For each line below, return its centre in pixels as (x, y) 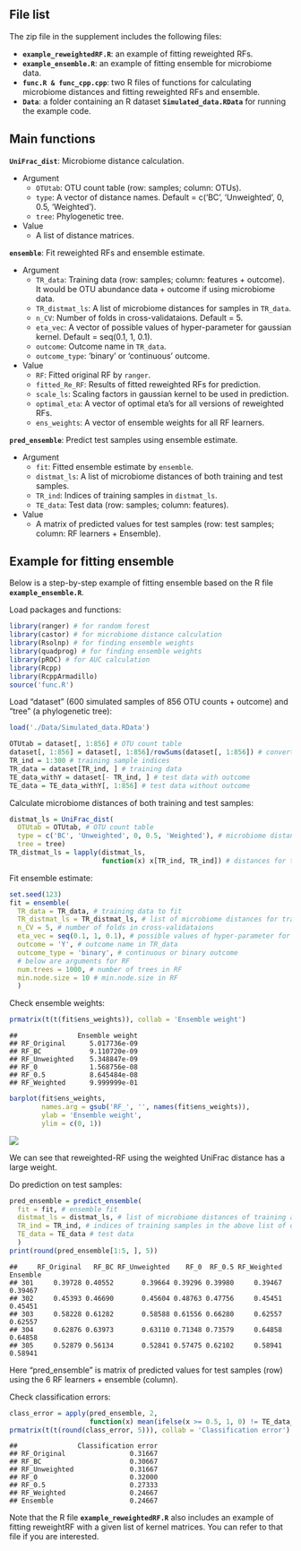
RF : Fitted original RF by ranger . (93, 375)
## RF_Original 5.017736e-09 (74, 1044)
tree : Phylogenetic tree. (80, 216)
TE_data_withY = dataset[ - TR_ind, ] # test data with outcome (130, 777)
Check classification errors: (60, 1397)
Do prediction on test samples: (66, 1184)
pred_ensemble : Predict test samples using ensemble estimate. (124, 439)
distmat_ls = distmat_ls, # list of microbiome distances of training (152, 1217)
